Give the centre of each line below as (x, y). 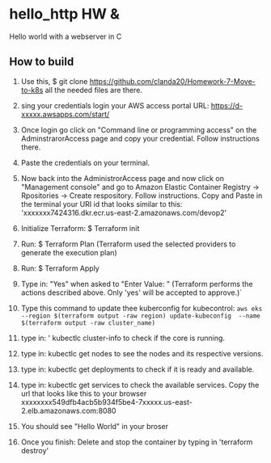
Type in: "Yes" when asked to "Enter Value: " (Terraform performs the (137, 284)
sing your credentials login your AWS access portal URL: (115, 105)
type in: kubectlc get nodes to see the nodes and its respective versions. (142, 353)
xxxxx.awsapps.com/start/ (65, 114)
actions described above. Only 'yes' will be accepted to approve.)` (131, 293)
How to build (42, 62)
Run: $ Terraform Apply (60, 268)
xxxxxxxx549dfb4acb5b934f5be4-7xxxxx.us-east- (106, 402)
